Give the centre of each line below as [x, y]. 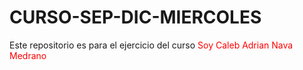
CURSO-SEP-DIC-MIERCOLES [135, 17]
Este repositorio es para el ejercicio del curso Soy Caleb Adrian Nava [151, 45]
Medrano [28, 55]
